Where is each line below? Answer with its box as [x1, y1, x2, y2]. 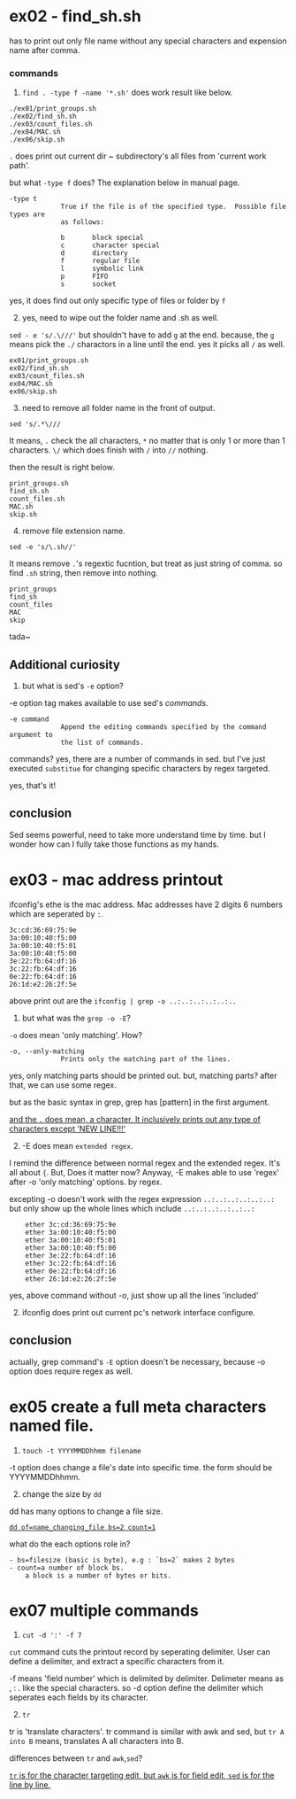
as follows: [60, 218, 104, 227]
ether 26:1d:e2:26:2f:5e [25, 1274, 117, 1283]
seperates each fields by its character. [9, 1692, 148, 1702]
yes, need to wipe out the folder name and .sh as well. [21, 313, 219, 323]
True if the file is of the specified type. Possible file [60, 202, 287, 212]
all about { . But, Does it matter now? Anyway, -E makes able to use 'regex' [9, 1167, 280, 1177]
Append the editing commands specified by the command [60, 723, 267, 732]
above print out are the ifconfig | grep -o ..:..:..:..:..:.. [9, 995, 237, 1006]
